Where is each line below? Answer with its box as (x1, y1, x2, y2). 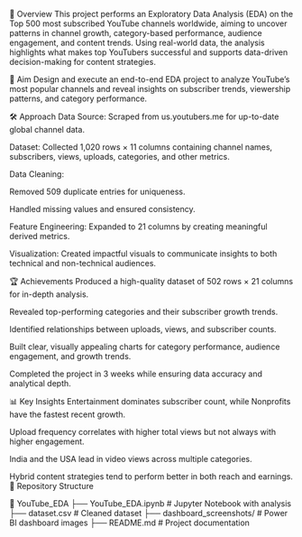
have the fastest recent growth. (9, 409, 126, 420)
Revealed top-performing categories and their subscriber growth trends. (9, 307, 279, 317)
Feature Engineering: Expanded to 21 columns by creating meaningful (9, 221, 268, 232)
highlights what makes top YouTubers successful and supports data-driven (9, 47, 288, 58)
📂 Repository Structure (9, 481, 95, 491)
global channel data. (9, 125, 86, 134)
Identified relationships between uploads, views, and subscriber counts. (9, 324, 277, 334)
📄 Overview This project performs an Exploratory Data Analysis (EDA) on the (9, 9, 294, 19)
